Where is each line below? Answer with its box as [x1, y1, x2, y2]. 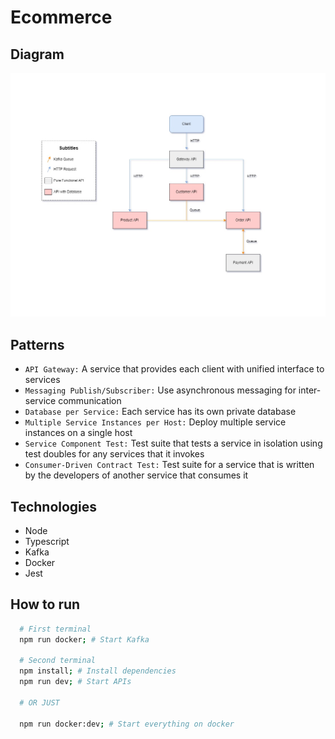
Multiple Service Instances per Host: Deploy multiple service [24, 416, 287, 428]
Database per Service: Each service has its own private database [24, 406, 297, 418]
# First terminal [19, 624, 92, 634]
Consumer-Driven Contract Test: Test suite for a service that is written [24, 459, 315, 471]
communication [58, 395, 122, 407]
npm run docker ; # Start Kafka [19, 634, 150, 645]
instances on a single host [24, 427, 133, 439]
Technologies [10, 498, 98, 515]
